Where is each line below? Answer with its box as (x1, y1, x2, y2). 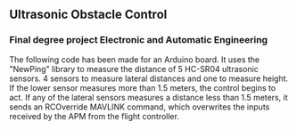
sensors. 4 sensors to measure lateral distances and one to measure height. (9, 73, 289, 84)
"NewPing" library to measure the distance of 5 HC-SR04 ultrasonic (9, 63, 259, 74)
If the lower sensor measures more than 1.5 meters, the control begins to (9, 82, 276, 93)
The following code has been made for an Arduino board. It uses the (9, 53, 260, 65)
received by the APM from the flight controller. (9, 110, 180, 121)
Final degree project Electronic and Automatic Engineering (9, 34, 268, 46)
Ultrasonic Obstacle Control (9, 7, 168, 22)
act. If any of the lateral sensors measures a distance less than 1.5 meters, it (9, 92, 288, 102)
